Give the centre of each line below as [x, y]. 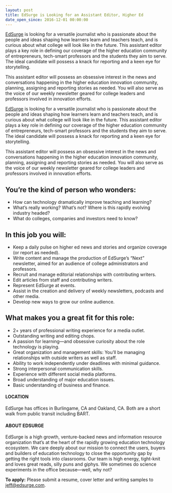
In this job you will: [36, 235]
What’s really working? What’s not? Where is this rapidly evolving [81, 208]
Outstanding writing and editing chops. [54, 336]
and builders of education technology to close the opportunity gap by [79, 453]
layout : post [19, 10]
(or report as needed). [36, 252]
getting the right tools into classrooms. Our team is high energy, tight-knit [83, 459]
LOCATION [17, 397]
